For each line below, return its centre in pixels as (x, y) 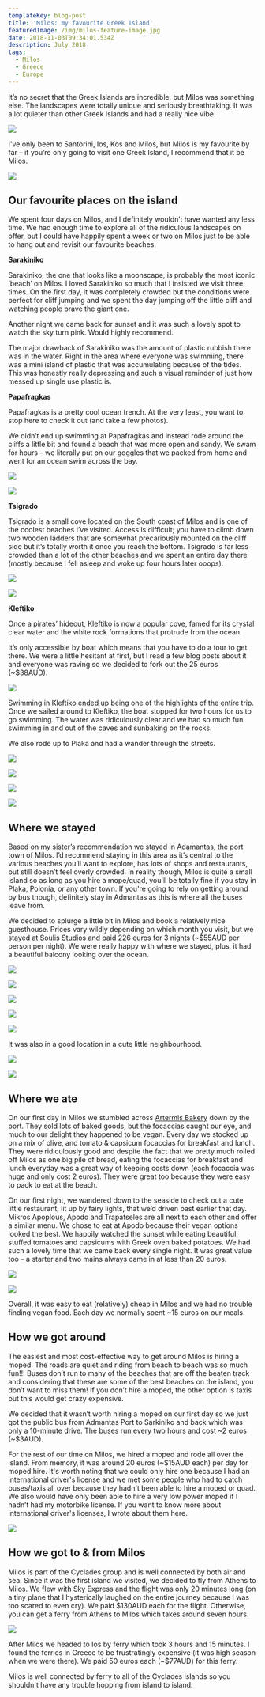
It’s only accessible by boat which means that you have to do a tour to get (128, 648)
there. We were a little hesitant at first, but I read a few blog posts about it (127, 656)
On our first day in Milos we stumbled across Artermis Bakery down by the (129, 1118)
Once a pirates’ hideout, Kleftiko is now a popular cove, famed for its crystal (131, 624)
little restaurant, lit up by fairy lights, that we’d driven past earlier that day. (127, 1209)
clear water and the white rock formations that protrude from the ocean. (125, 632)
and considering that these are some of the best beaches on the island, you (131, 1381)
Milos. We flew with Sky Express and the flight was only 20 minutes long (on (132, 1589)
